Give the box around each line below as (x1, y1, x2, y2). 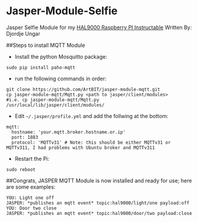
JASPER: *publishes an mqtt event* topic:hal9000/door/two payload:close (6, 210, 193, 216)
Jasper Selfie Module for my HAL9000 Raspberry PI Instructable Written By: (6, 24, 192, 31)
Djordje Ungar (6, 30, 40, 37)
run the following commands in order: (14, 75, 107, 82)
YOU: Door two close (6, 205, 58, 211)
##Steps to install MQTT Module (6, 42, 85, 49)
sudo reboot (6, 166, 36, 173)
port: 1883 (11, 134, 39, 140)
